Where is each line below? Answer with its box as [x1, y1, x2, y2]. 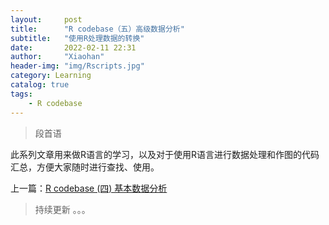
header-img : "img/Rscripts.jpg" [10, 61, 145, 71]
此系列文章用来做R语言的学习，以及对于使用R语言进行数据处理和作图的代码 [10, 148, 320, 160]
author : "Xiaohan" [10, 52, 105, 62]
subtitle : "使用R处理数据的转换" [10, 33, 145, 43]
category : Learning [10, 71, 92, 81]
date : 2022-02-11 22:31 [10, 42, 137, 53]
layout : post [10, 14, 83, 25]
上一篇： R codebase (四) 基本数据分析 [10, 182, 168, 194]
